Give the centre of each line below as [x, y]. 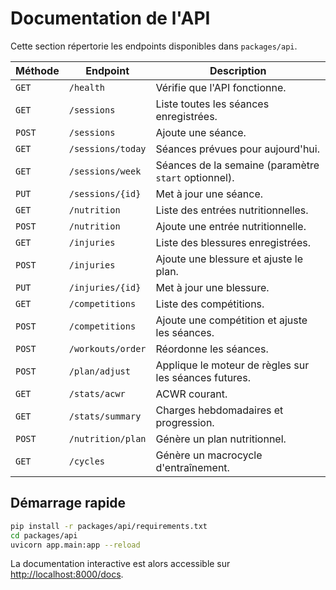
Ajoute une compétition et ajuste [231, 320]
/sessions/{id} [105, 193]
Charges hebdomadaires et [219, 410]
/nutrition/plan [107, 438]
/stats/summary [105, 416]
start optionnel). [195, 177]
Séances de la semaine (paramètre [237, 165]
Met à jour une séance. [209, 194]
